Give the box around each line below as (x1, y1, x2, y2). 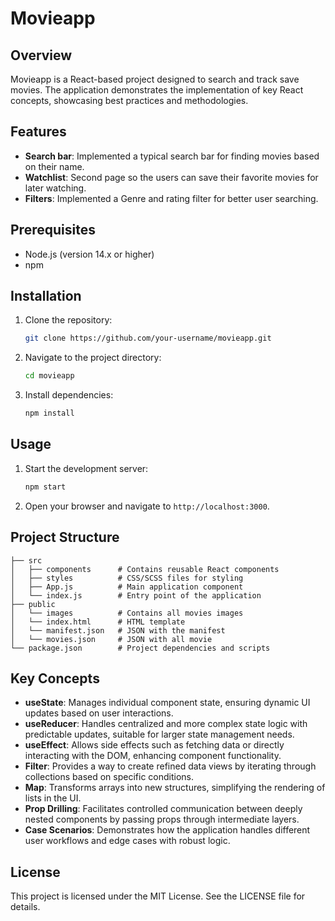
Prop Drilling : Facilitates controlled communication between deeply (24, 803, 303, 815)
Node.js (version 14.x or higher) (24, 248, 155, 260)
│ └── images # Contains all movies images (10, 608, 244, 618)
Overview (10, 47, 73, 64)
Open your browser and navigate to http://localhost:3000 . (24, 500, 270, 512)
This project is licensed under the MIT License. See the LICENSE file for (10, 890, 306, 902)
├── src (10, 555, 43, 566)
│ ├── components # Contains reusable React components (10, 564, 280, 574)
